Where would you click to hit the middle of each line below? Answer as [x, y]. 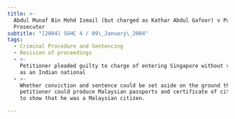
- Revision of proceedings [53, 53]
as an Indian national [53, 72]
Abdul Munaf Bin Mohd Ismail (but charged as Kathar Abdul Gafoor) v [117, 20]
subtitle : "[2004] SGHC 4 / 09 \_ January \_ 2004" [78, 33]
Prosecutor [29, 27]
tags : [15, 40]
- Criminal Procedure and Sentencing [69, 46]
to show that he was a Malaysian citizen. [83, 99]
